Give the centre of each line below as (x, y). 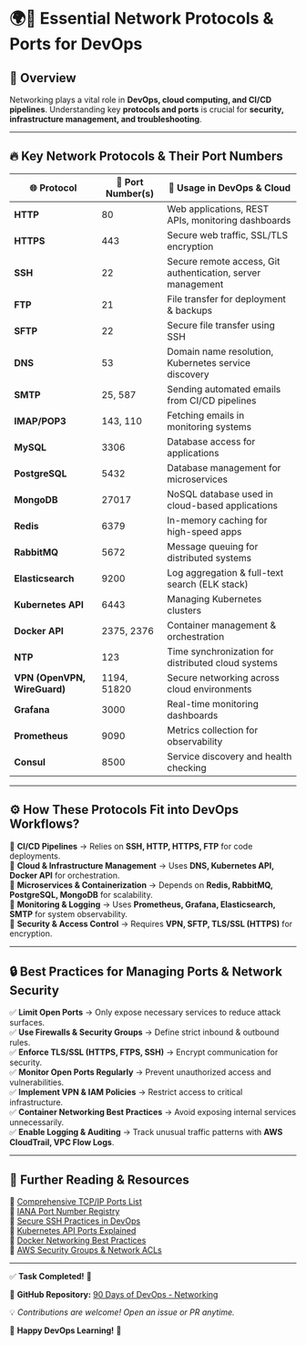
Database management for (224, 467)
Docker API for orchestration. (65, 875)
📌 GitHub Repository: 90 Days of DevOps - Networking (114, 1295)
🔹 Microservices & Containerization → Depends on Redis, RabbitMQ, (141, 885)
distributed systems (209, 558)
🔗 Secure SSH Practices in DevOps (75, 1221)
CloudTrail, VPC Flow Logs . (62, 1142)
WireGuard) (40, 689)
